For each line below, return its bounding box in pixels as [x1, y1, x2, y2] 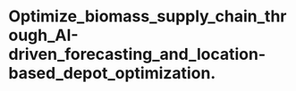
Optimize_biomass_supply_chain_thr [8, 6, 287, 27]
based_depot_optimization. [8, 63, 216, 84]
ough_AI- [8, 25, 79, 45]
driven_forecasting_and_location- [8, 45, 266, 64]
